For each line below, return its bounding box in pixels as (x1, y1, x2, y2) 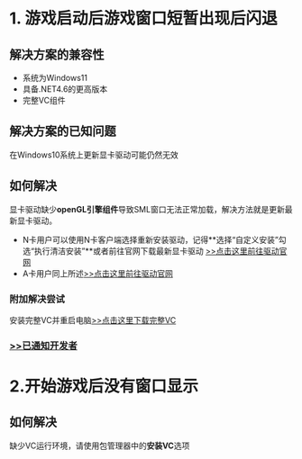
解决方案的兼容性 (9, 47, 105, 62)
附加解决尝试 (9, 292, 66, 305)
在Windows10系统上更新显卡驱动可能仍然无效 (9, 149, 178, 160)
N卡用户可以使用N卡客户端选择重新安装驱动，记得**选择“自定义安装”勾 (22, 234, 287, 245)
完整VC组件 (22, 95, 66, 105)
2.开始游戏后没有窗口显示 (9, 376, 198, 397)
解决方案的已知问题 (9, 123, 116, 139)
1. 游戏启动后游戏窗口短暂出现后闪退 (9, 8, 278, 29)
